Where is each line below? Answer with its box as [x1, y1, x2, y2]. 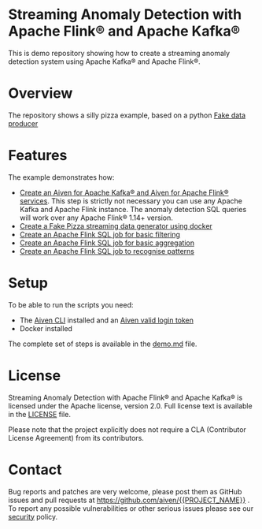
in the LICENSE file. [8, 409, 71, 419]
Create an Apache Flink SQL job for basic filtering [19, 229, 181, 239]
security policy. [8, 512, 58, 521]
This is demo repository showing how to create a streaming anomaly [8, 48, 231, 58]
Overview [8, 84, 73, 102]
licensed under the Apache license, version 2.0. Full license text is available [8, 400, 253, 411]
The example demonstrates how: [8, 172, 115, 182]
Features [8, 147, 68, 165]
